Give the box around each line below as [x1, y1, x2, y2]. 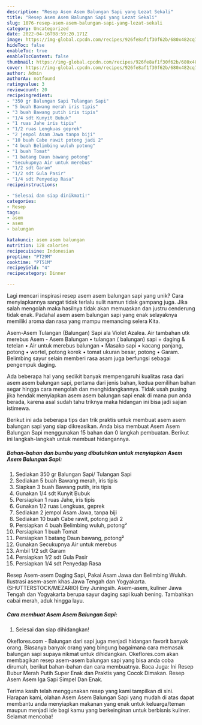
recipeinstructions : [7, 182, 59, 188]
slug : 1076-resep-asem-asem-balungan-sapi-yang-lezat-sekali [7, 20, 163, 26]
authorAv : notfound [7, 76, 56, 82]
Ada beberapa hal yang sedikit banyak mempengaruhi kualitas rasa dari [7, 373, 184, 380]
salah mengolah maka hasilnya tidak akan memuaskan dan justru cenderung [7, 305, 195, 312]
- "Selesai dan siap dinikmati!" [7, 193, 91, 199]
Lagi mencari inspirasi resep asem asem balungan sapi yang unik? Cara [7, 292, 184, 299]
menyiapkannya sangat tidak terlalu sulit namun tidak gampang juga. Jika [7, 298, 188, 305]
